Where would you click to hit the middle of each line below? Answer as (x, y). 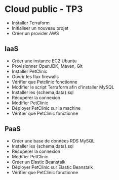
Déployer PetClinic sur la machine (46, 108)
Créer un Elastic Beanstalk (39, 162)
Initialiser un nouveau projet (40, 28)
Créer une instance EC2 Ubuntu (44, 61)
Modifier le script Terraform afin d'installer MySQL (63, 87)
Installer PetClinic (30, 71)
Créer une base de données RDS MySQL (53, 141)
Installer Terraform (31, 23)
